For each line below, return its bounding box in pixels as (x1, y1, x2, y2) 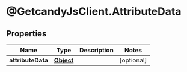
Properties (6, 29, 47, 39)
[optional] (119, 56, 147, 64)
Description (79, 46, 114, 54)
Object (54, 56, 74, 64)
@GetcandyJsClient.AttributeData (6, 5, 182, 18)
